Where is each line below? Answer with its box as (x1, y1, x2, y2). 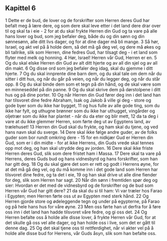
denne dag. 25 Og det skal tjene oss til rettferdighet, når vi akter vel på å (5, 225, 154, 231)
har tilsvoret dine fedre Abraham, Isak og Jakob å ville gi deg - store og (5, 97, 152, 103)
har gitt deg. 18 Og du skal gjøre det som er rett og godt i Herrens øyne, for (5, 161, 159, 167)
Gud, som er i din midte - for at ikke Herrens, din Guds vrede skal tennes (5, 140, 155, 146)
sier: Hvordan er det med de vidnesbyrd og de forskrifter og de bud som (5, 182, 154, 188)
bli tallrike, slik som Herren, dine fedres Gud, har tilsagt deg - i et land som (5, 49, 158, 55)
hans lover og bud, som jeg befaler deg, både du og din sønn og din (5, 33, 145, 39)
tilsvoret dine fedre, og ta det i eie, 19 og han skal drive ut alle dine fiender (5, 171, 157, 177)
